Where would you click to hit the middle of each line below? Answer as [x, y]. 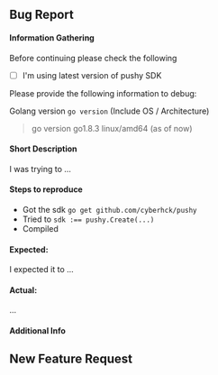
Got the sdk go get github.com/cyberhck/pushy [109, 210]
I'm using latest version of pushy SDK [92, 75]
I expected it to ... [41, 270]
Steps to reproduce [46, 189]
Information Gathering [52, 37]
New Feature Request [71, 359]
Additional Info [37, 331]
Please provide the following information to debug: [103, 93]
